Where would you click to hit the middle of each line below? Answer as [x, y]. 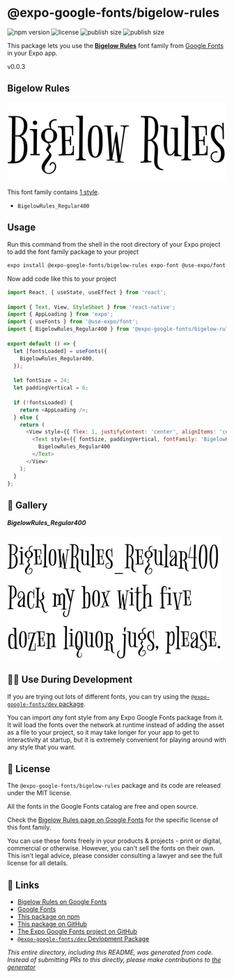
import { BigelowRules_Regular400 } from [68, 329]
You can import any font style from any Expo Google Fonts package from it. [116, 717]
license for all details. [38, 863]
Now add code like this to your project [62, 278]
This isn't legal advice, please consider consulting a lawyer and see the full [115, 856]
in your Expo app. [32, 53]
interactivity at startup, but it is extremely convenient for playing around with [117, 740]
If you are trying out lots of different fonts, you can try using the [99, 696]
